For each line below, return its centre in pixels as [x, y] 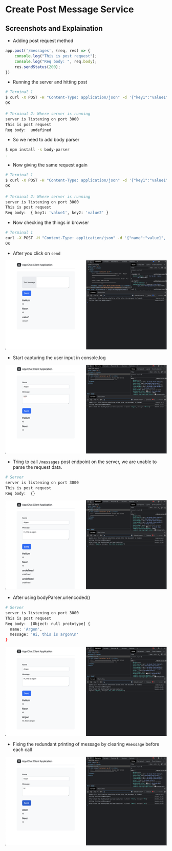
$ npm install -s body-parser [38, 150]
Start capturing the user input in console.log [59, 358]
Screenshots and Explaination [54, 28]
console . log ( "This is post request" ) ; [56, 56]
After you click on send [36, 253]
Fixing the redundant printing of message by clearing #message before [86, 744]
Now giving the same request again [50, 165]
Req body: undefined [28, 130]
